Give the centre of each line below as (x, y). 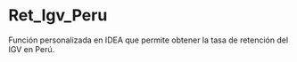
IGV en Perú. (32, 49)
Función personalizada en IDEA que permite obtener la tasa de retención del (148, 40)
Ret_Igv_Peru (58, 15)
